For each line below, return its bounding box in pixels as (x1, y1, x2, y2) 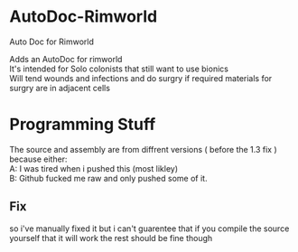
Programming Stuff (9, 115, 156, 135)
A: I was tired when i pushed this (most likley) (9, 163, 179, 173)
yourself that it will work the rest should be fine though (9, 232, 213, 243)
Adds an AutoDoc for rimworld (9, 53, 123, 64)
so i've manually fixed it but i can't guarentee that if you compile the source (9, 223, 290, 234)
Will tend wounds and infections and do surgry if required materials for (9, 72, 273, 83)
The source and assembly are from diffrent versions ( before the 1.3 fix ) (9, 144, 277, 154)
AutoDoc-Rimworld (9, 6, 158, 27)
